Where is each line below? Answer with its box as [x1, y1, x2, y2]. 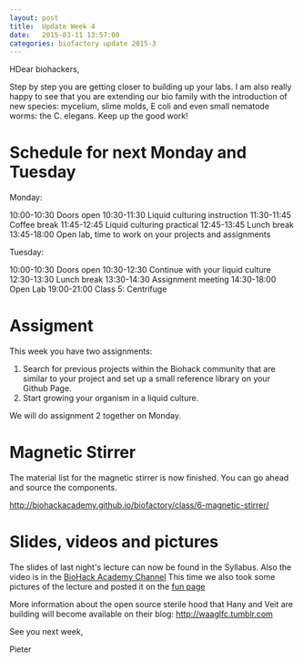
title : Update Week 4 [9, 22, 96, 31]
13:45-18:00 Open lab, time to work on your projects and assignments [9, 229, 271, 240]
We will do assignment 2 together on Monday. [9, 410, 182, 421]
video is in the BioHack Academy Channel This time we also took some [9, 572, 276, 582]
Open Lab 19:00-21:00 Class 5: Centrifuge [9, 284, 167, 295]
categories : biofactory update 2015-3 [9, 38, 157, 48]
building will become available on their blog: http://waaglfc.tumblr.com [9, 608, 273, 619]
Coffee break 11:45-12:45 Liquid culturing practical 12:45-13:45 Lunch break [9, 220, 294, 231]
